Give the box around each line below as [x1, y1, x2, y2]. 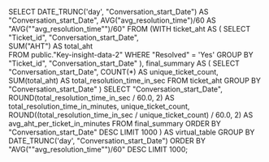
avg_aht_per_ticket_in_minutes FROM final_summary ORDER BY [8, 119, 222, 128]
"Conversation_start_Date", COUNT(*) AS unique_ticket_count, [8, 67, 219, 76]
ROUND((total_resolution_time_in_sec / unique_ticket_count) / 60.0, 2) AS [8, 110, 254, 120]
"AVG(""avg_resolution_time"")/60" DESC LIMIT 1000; [8, 145, 189, 154]
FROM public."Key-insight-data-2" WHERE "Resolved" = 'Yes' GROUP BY [8, 50, 254, 59]
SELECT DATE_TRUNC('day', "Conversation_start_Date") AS [8, 7, 209, 16]
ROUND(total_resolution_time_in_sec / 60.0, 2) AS [8, 93, 175, 102]
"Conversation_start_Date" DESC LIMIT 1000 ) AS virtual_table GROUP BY [8, 127, 255, 137]
